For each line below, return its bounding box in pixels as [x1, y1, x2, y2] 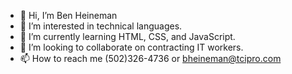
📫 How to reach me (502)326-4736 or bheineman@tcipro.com [19, 53, 282, 64]
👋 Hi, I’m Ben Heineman [19, 10, 118, 21]
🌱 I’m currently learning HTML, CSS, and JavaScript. [19, 31, 236, 42]
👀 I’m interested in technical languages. [19, 20, 183, 32]
